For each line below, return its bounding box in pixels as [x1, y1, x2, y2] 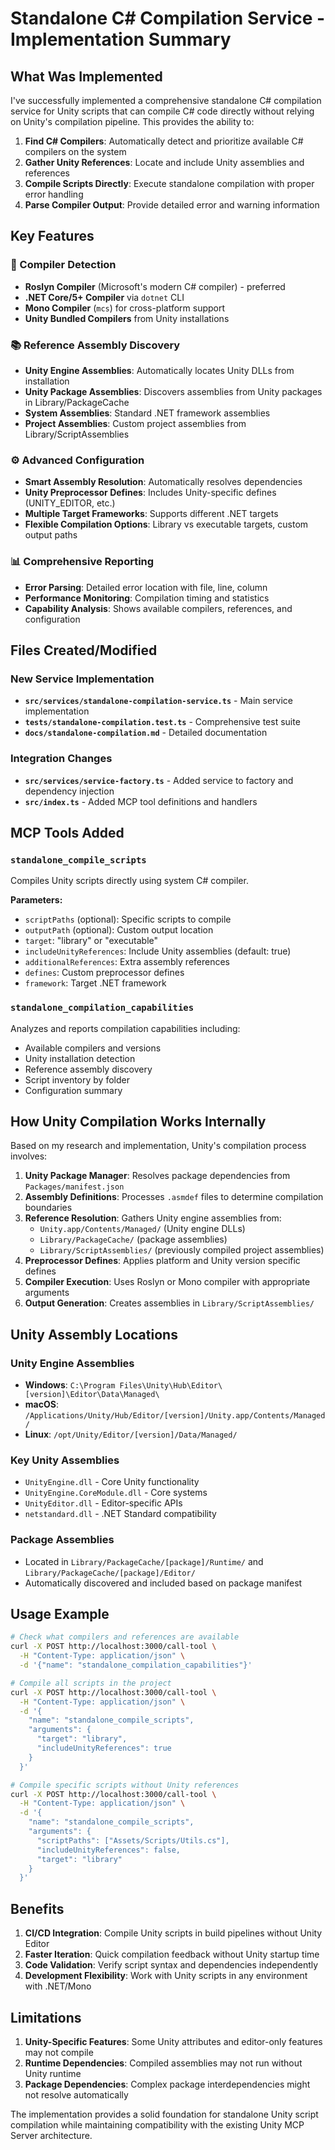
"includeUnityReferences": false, [36, 1845, 182, 1855]
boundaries [24, 1202, 73, 1214]
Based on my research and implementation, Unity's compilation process [10, 1140, 307, 1152]
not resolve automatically [24, 2088, 129, 2101]
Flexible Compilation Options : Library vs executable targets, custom [24, 518, 309, 531]
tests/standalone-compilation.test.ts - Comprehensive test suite [24, 716, 301, 728]
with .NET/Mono [24, 1980, 92, 1992]
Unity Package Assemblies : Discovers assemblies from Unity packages [24, 385, 323, 397]
